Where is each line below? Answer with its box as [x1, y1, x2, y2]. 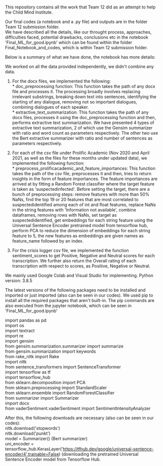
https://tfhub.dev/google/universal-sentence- [62, 446, 154, 452]
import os [5, 323, 24, 328]
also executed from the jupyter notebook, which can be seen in [5, 303, 132, 308]
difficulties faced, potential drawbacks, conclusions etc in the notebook [5, 34, 148, 40]
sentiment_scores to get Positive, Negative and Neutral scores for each [12, 253, 155, 258]
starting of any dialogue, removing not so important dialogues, [12, 99, 137, 104]
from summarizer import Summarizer [5, 395, 79, 401]
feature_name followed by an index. [12, 238, 84, 243]
